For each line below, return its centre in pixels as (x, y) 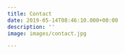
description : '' (31, 27)
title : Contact (30, 14)
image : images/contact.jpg (47, 33)
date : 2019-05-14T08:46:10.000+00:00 (63, 20)
